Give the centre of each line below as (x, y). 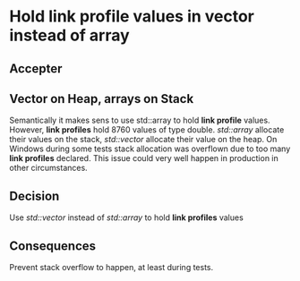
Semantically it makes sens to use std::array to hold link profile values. (140, 120)
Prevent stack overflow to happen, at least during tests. (111, 268)
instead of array (69, 35)
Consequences (53, 246)
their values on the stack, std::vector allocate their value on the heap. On (143, 140)
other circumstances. (48, 168)
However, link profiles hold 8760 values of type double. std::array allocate (147, 130)
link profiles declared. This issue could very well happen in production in (144, 158)
